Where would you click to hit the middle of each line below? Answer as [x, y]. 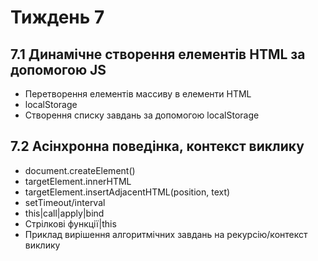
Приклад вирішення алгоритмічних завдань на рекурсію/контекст [166, 234]
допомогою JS [58, 69]
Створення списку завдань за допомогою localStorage [142, 115]
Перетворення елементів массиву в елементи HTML [138, 94]
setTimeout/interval [65, 202]
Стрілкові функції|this [70, 223]
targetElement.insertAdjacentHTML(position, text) [127, 192]
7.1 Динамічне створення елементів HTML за [158, 54]
